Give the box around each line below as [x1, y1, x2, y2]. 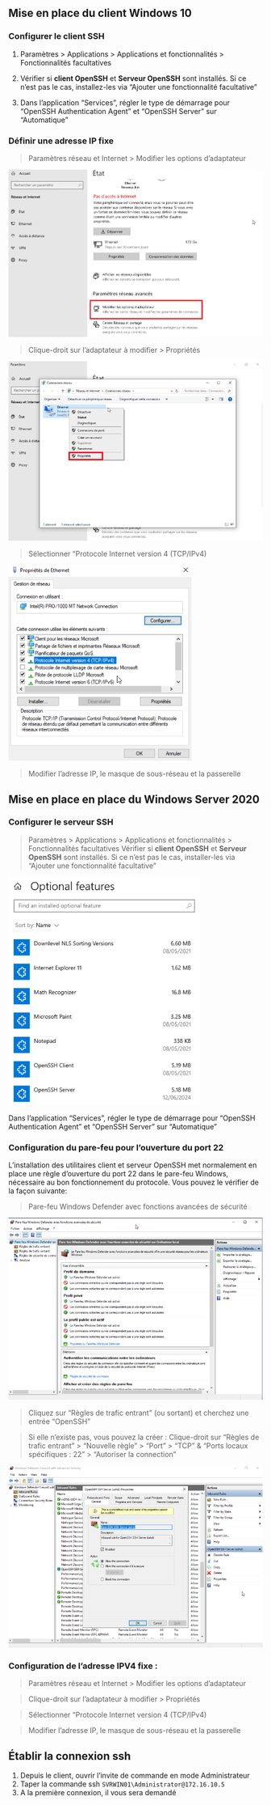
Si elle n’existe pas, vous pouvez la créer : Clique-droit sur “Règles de [27, 1432, 260, 1442]
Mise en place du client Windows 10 [8, 6, 192, 20]
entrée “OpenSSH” [27, 1416, 91, 1426]
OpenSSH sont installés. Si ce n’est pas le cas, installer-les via [27, 852, 236, 862]
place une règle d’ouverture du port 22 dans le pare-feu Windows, [8, 1169, 228, 1179]
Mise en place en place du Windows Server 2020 [8, 792, 260, 806]
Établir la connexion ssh [8, 1749, 131, 1763]
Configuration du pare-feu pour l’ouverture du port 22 [8, 1142, 224, 1153]
